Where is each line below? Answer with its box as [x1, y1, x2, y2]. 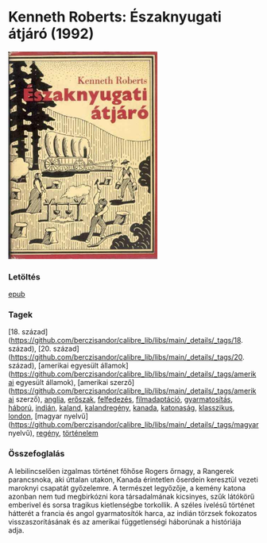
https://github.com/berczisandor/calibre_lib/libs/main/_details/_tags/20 [10, 352, 243, 362]
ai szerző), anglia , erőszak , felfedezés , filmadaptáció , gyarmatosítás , [8, 395, 233, 404]
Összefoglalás [8, 449, 65, 460]
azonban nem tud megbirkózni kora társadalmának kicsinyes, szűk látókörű [8, 491, 255, 501]
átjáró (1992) [8, 25, 95, 43]
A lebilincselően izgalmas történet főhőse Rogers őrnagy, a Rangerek [8, 466, 234, 476]
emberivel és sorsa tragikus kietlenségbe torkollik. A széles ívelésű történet [8, 500, 255, 510]
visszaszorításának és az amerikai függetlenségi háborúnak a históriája [8, 517, 242, 526]
